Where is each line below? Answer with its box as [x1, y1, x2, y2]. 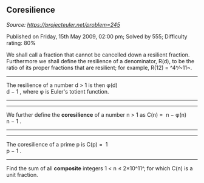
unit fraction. [6, 171, 38, 178]
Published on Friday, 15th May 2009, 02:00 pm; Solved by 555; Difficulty [6, 33, 188, 40]
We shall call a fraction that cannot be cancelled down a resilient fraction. [6, 51, 190, 58]
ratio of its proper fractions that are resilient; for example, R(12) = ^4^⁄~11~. [6, 64, 192, 71]
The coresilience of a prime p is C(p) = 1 [6, 140, 108, 148]
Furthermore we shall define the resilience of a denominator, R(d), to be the [6, 57, 195, 64]
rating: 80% [6, 39, 36, 46]
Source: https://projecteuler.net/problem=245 [6, 21, 120, 28]
